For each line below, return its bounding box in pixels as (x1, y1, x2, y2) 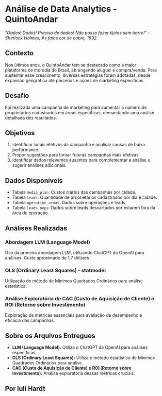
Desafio (5, 91, 29, 100)
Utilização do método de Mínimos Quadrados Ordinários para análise (5, 278, 143, 284)
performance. (12, 147, 40, 153)
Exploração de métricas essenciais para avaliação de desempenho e (5, 312, 142, 318)
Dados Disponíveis (5, 176, 63, 185)
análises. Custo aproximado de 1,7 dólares (5, 255, 89, 260)
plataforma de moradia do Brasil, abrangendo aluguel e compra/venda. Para (5, 67, 157, 73)
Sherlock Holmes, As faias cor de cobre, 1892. (5, 35, 98, 41)
